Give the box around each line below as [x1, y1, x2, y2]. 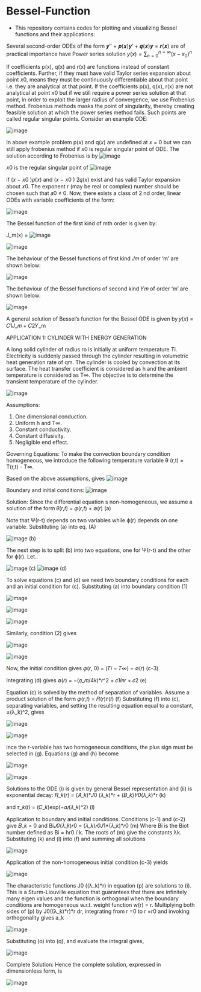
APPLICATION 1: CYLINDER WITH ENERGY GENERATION [6, 334, 147, 342]
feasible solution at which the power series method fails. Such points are [6, 109, 187, 116]
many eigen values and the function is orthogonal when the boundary [6, 895, 179, 902]
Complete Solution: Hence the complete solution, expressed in [6, 961, 161, 968]
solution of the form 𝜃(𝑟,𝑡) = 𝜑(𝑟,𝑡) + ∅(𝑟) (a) [6, 505, 111, 512]
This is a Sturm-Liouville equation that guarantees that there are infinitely [6, 889, 187, 896]
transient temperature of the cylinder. [6, 378, 99, 385]
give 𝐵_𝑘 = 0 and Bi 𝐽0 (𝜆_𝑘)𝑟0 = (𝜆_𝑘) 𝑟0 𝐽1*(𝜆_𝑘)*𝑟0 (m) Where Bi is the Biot [6, 822, 189, 830]
